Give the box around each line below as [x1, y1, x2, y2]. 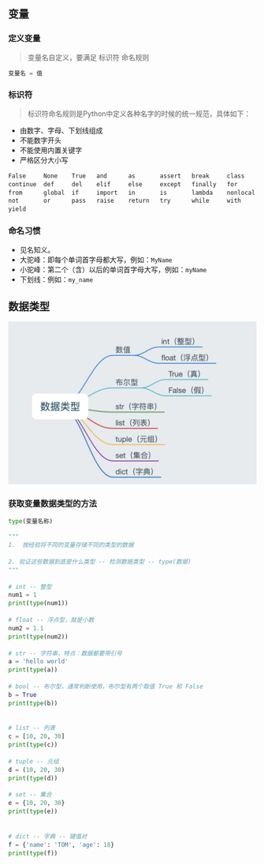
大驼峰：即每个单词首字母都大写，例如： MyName [19, 255, 173, 264]
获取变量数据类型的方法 [8, 498, 97, 509]
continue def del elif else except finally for [8, 180, 238, 188]
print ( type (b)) [8, 699, 58, 707]
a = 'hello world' [8, 657, 69, 665]
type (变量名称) [8, 518, 54, 526]
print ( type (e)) [8, 807, 58, 815]
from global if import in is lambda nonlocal [8, 189, 256, 197]
